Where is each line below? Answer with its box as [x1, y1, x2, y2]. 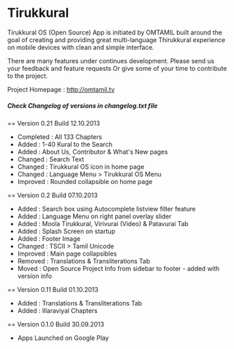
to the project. [7, 72, 48, 80]
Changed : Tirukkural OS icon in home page [17, 162, 145, 171]
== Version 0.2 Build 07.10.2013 [7, 191, 98, 199]
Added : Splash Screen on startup [17, 227, 116, 235]
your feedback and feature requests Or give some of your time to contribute [7, 64, 227, 72]
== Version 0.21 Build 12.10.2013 [7, 119, 100, 127]
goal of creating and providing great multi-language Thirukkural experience [7, 35, 226, 44]
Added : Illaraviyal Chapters [17, 306, 98, 315]
